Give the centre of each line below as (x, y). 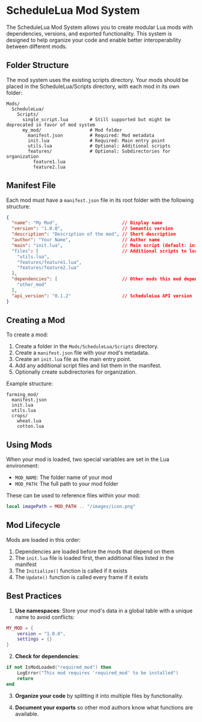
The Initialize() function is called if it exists (71, 571)
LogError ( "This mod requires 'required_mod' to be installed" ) (98, 673)
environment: (23, 466)
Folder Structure (38, 65)
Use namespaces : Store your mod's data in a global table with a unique (104, 611)
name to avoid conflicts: (45, 617)
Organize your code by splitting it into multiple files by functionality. (99, 695)
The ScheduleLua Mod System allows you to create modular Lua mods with (100, 27)
